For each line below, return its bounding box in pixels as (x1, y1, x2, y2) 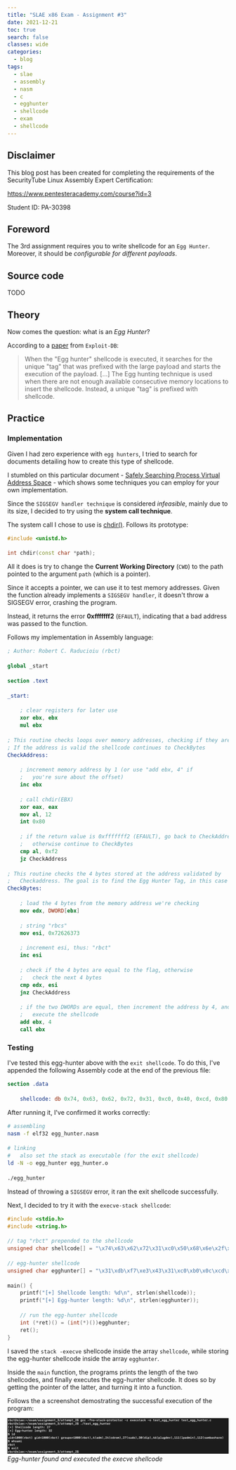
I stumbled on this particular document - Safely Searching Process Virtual (7, 471, 221, 479)
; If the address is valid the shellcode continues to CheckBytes (7, 744, 206, 751)
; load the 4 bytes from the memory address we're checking (20, 900, 199, 907)
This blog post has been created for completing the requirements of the (7, 168, 215, 177)
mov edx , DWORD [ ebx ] (20, 907, 80, 914)
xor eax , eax (20, 803, 58, 810)
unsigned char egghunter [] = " (7, 1267, 99, 1274)
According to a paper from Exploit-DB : (7, 341, 119, 350)
